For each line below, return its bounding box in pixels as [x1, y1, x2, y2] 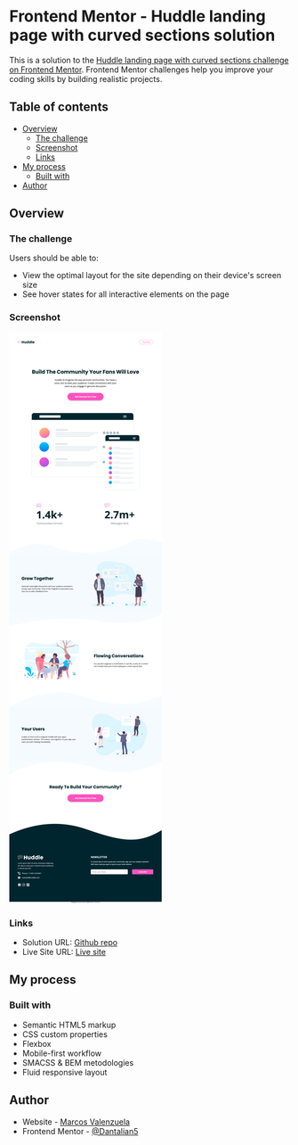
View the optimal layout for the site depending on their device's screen [21, 270, 282, 281]
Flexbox [21, 1038, 52, 1049]
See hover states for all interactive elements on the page [21, 289, 230, 300]
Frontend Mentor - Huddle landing [9, 6, 266, 27]
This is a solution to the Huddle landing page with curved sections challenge [9, 54, 289, 65]
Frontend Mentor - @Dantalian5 [21, 1125, 139, 1136]
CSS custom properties [21, 1028, 109, 1040]
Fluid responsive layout [21, 1067, 108, 1077]
